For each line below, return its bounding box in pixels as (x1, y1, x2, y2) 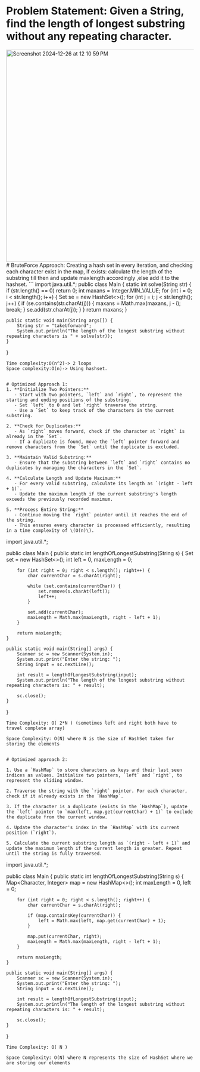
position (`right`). (6, 830, 58, 836)
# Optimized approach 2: (6, 756, 68, 762)
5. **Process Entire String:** (6, 506, 84, 513)
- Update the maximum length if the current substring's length (14, 491, 177, 497)
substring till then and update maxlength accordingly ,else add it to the (6, 274, 180, 281)
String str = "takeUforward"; (17, 322, 92, 329)
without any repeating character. (6, 30, 172, 43)
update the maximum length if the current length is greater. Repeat (6, 845, 183, 851)
